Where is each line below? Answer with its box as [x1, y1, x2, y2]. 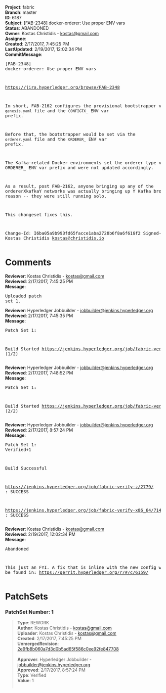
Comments [5, 257, 51, 268]
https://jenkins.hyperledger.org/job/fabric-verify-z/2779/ [5, 484, 154, 489]
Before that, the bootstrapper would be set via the [5, 132, 136, 137]
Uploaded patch [5, 293, 42, 299]
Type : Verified [17, 672, 47, 678]
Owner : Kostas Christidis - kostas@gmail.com [5, 31, 99, 36]
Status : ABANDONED [5, 25, 49, 31]
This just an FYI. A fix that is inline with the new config [5, 564, 157, 570]
